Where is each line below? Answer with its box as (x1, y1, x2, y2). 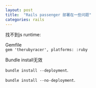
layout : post (5, 7, 33, 13)
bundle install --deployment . (5, 67, 69, 73)
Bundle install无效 (5, 57, 43, 63)
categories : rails (5, 17, 44, 22)
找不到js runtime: (5, 32, 41, 38)
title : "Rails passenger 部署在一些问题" (5, 12, 92, 17)
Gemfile (5, 42, 22, 48)
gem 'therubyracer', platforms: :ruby (5, 47, 88, 53)
